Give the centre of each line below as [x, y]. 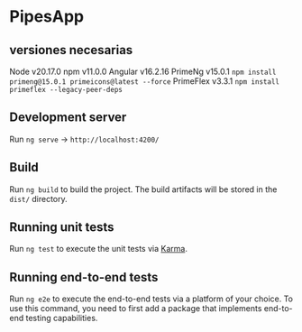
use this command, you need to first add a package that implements [136, 309]
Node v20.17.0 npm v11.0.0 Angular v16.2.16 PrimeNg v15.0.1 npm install [143, 71]
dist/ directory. [38, 198]
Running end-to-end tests [84, 277]
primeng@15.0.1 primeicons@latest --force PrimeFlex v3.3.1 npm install [144, 81]
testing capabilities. [62, 318]
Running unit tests [62, 227]
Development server [68, 118]
